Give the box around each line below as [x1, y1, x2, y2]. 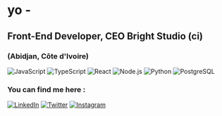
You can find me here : [7, 84, 86, 94]
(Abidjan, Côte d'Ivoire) [7, 51, 90, 61]
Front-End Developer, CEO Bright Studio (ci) [7, 30, 203, 42]
